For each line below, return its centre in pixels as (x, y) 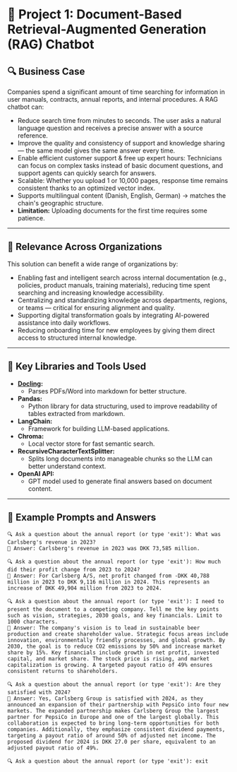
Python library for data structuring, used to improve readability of (122, 406)
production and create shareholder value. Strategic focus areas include (118, 634)
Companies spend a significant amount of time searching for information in (116, 92)
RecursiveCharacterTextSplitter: (66, 451)
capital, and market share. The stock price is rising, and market (109, 659)
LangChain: (35, 421)
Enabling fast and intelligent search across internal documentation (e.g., (122, 278)
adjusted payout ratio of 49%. (53, 748)
